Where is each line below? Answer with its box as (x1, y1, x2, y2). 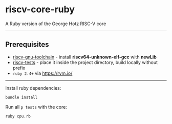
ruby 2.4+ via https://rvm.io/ (12, 70, 73, 76)
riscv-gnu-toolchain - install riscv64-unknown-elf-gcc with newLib (12, 54, 157, 60)
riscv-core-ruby (5, 4, 75, 15)
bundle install (5, 95, 38, 100)
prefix (12, 65, 26, 71)
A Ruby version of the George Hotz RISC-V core (5, 20, 106, 27)
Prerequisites (5, 40, 49, 49)
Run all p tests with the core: (5, 104, 68, 110)
